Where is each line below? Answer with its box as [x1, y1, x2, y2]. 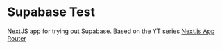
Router [7, 34, 26, 42]
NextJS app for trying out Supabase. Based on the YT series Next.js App [7, 27, 215, 35]
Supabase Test [7, 4, 96, 20]
